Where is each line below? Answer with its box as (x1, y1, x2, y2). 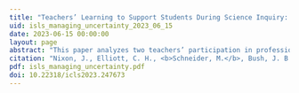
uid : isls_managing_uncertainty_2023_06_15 (9, 21, 174, 30)
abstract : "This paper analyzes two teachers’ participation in (9, 46, 253, 55)
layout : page (9, 37, 58, 47)
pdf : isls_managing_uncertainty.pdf (9, 63, 145, 72)
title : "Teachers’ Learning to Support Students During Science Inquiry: (9, 12, 289, 22)
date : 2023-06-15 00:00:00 (9, 29, 109, 38)
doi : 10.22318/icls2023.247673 (9, 71, 125, 80)
